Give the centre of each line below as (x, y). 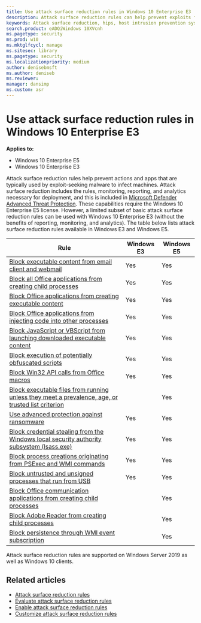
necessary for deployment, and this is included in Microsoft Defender (92, 197)
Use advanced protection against (56, 414)
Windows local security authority (55, 439)
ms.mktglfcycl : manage (34, 46)
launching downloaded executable (57, 338)
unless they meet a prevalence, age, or (64, 397)
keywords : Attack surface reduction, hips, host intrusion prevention (96, 23)
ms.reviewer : (22, 78)
